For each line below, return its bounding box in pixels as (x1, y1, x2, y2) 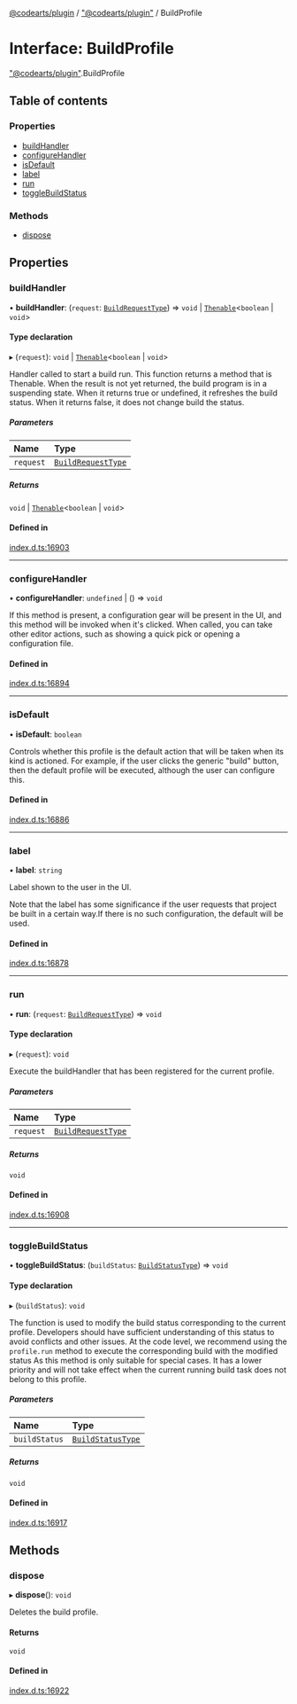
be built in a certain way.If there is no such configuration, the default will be (9, 909, 284, 919)
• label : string (9, 864, 63, 876)
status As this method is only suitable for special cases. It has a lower (9, 1355, 263, 1365)
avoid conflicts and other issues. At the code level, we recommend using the (9, 1336, 287, 1347)
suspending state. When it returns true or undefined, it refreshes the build (9, 387, 278, 398)
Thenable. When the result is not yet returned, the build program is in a (9, 378, 267, 388)
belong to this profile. (9, 1373, 87, 1384)
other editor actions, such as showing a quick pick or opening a (9, 629, 240, 639)
